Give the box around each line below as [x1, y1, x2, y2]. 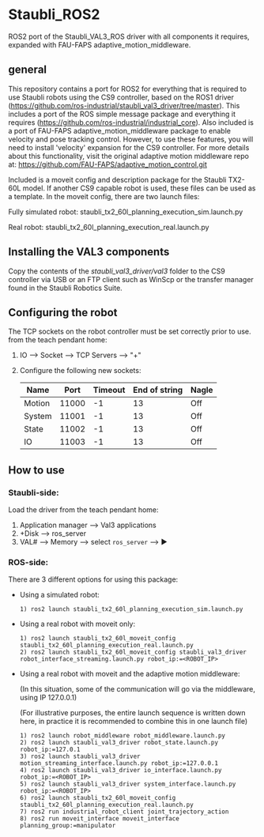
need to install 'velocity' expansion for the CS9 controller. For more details [8, 142, 250, 152]
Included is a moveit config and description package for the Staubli [8, 175, 227, 184]
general [8, 63, 47, 77]
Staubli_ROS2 [8, 6, 100, 24]
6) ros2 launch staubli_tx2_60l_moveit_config [19, 794, 176, 802]
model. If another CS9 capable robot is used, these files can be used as [22, 183, 256, 193]
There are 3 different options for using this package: [8, 575, 179, 584]
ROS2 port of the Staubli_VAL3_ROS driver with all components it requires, [8, 32, 251, 41]
